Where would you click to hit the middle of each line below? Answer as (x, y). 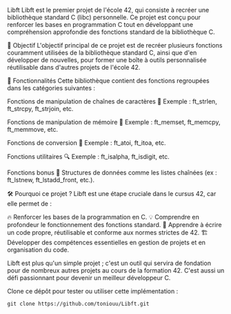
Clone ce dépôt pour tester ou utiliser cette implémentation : (93, 291)
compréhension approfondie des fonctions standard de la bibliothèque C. (111, 32)
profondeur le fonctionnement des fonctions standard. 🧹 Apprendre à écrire (114, 225)
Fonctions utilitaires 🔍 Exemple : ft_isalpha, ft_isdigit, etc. (89, 157)
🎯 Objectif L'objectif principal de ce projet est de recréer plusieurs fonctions (115, 45)
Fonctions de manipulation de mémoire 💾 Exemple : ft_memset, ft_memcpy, (114, 122)
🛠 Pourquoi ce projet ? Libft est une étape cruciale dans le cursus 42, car (112, 194)
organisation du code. (38, 250)
